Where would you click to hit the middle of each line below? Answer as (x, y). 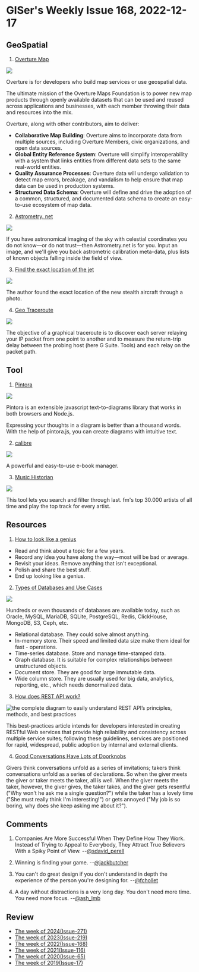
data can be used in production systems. (64, 186)
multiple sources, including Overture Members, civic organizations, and (102, 141)
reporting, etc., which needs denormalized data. (73, 685)
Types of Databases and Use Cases (59, 587)
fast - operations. (36, 647)
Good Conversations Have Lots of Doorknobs (70, 756)
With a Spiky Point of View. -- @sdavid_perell (70, 851)
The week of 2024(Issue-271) (51, 932)
